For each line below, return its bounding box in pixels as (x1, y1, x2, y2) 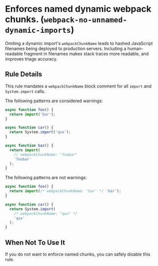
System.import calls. (5, 88, 45, 94)
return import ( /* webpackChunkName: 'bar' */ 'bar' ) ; (9, 189, 121, 194)
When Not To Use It (5, 238, 65, 246)
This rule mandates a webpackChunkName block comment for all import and (5, 83, 152, 89)
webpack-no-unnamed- (44, 16, 127, 25)
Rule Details (5, 70, 43, 79)
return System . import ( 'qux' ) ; (9, 130, 71, 135)
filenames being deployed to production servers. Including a (5, 45, 126, 51)
